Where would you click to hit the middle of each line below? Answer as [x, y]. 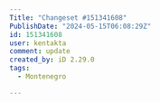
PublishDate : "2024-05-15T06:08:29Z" [80, 26]
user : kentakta [38, 43]
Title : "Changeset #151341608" [68, 18]
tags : [19, 69]
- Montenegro [42, 77]
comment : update [40, 51]
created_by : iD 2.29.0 [52, 60]
